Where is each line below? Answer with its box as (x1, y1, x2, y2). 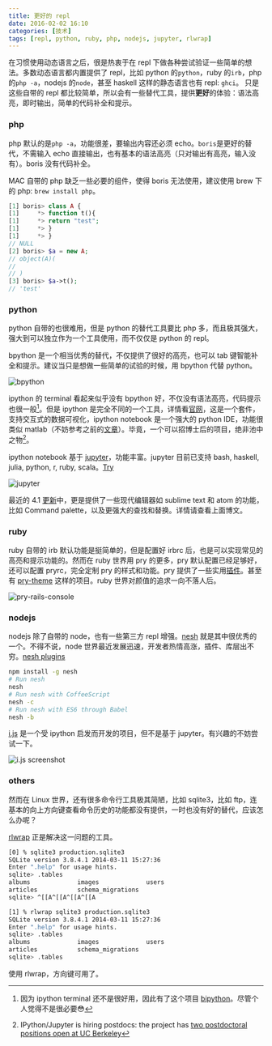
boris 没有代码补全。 (25, 159, 96, 168)
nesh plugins (23, 652, 66, 661)
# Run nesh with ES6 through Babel (8, 705, 129, 713)
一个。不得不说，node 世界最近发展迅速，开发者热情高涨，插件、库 (8, 641, 233, 652)
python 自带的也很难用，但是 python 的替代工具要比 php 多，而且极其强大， (8, 323, 262, 333)
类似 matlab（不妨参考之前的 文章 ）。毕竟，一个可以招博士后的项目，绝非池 (8, 424, 257, 434)
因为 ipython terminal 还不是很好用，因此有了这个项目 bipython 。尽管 (19, 993, 252, 1003)
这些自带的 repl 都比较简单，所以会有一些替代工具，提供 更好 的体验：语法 (8, 88, 253, 98)
